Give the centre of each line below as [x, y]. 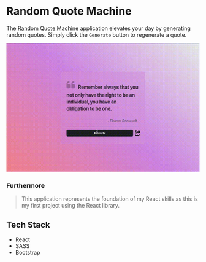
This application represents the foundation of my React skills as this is [109, 199]
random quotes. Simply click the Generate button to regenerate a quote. [97, 34]
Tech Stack [28, 225]
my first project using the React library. [71, 206]
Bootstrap [28, 253]
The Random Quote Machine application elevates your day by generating [99, 28]
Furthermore [25, 185]
